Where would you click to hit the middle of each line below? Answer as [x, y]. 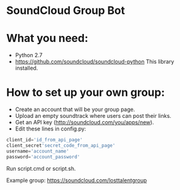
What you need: [47, 39]
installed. [26, 68]
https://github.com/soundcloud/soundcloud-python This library [95, 62]
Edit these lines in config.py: [50, 129]
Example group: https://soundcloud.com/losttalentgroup [77, 180]
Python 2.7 [29, 55]
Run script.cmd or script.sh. [41, 168]
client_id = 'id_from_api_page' [45, 140]
